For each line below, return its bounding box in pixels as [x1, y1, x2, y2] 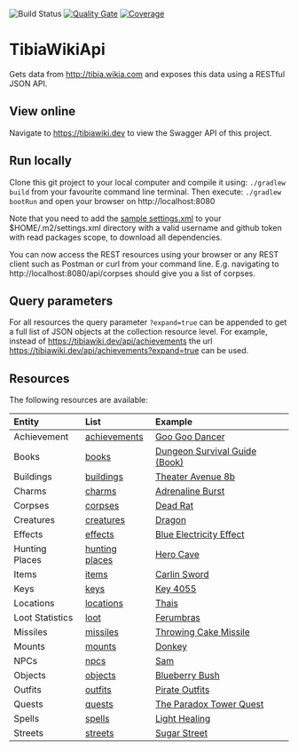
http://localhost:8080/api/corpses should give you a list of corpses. [9, 267, 255, 279]
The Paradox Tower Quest [154, 698, 264, 710]
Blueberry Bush [154, 669, 220, 682]
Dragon [154, 514, 186, 526]
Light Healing [154, 713, 211, 725]
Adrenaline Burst [154, 485, 225, 497]
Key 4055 [154, 582, 197, 595]
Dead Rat [154, 500, 193, 512]
